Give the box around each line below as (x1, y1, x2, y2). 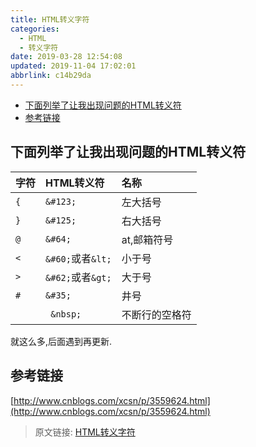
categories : (10, 24, 60, 34)
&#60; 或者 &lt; (45, 251, 112, 265)
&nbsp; (50, 308, 82, 320)
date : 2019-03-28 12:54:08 (10, 52, 123, 62)
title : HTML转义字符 (10, 14, 90, 25)
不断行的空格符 (121, 307, 192, 321)
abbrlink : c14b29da (10, 71, 92, 81)
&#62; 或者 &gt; (45, 270, 112, 284)
